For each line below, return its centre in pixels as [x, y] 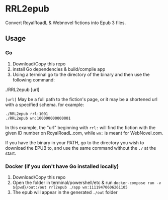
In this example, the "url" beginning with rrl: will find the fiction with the [80, 127]
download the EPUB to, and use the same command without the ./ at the [81, 148]
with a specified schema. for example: [45, 105]
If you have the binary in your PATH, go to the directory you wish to [75, 142]
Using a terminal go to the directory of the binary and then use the [81, 74]
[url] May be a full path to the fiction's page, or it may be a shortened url [81, 99]
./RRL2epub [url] [22, 89]
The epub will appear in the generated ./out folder [65, 192]
